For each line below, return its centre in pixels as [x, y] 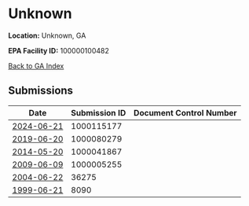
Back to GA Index [36, 66]
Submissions [40, 91]
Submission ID [98, 112]
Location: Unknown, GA [47, 35]
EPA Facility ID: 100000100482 [59, 50]
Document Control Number [185, 112]
